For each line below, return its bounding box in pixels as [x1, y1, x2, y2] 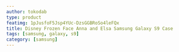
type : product [6, 14, 42, 20]
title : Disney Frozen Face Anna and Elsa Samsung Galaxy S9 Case [6, 25, 173, 32]
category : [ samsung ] [6, 36, 58, 42]
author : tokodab [6, 8, 47, 15]
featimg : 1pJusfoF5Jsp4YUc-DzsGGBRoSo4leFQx [6, 20, 120, 26]
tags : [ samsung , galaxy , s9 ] [6, 31, 79, 37]
